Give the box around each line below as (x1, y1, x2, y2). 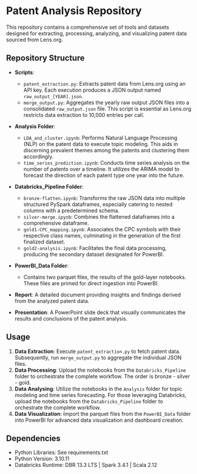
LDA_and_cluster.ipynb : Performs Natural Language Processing (23, 134, 178, 141)
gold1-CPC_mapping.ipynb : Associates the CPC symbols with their (23, 225, 181, 233)
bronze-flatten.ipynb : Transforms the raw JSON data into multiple (23, 194, 186, 201)
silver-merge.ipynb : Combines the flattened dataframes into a (23, 213, 175, 220)
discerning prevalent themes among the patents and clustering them (23, 146, 189, 153)
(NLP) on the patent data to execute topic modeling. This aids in (23, 140, 178, 148)
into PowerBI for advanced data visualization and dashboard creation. (14, 416, 184, 423)
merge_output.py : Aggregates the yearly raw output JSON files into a (23, 99, 189, 106)
